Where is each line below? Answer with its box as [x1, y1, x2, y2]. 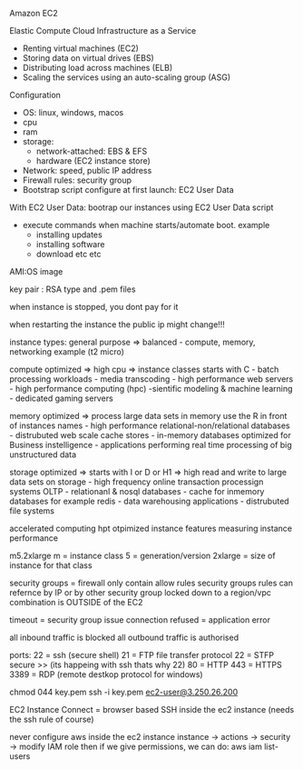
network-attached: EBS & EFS [35, 145, 148, 156]
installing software [35, 239, 105, 249]
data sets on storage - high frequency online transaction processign [9, 476, 264, 487]
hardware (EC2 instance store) [35, 155, 151, 166]
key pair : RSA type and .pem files [9, 284, 136, 295]
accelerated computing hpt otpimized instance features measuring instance [9, 523, 293, 534]
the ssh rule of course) [9, 714, 94, 724]
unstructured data [9, 449, 77, 460]
